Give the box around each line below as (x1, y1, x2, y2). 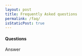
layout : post (5, 7, 32, 12)
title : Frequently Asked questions (5, 12, 78, 17)
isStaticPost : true (5, 20, 45, 26)
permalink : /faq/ (5, 16, 41, 21)
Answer (5, 47, 20, 53)
